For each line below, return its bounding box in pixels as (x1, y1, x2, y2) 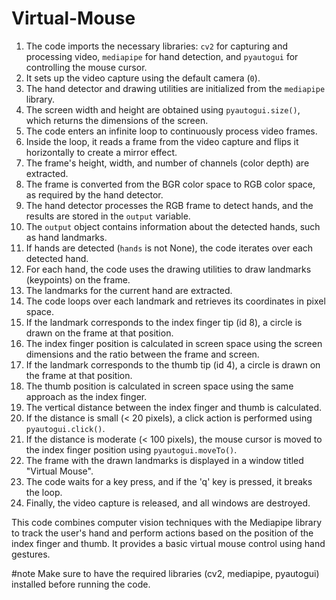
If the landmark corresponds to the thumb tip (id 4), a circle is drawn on (25, 358, 321, 371)
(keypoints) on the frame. (25, 273, 131, 286)
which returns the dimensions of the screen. (25, 114, 209, 126)
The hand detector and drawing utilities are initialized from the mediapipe (25, 82, 326, 94)
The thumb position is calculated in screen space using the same (25, 380, 294, 392)
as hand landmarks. (25, 231, 108, 243)
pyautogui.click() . (25, 422, 106, 434)
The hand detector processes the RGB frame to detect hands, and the (25, 199, 314, 211)
